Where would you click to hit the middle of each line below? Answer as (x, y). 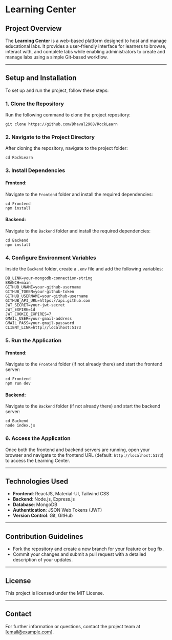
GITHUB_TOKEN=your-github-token (40, 292)
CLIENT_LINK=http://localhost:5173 (43, 328)
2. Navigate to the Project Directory (50, 137)
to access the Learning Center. (38, 460)
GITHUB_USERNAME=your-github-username (47, 296)
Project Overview (34, 28)
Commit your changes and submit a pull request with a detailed (79, 554)
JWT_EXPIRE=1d (20, 310)
